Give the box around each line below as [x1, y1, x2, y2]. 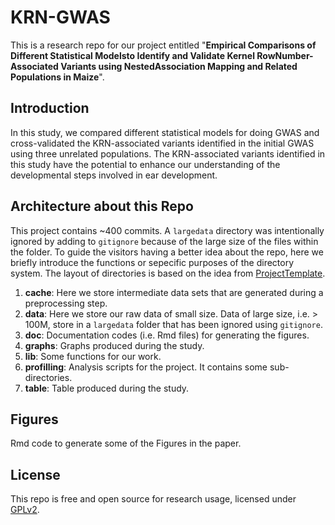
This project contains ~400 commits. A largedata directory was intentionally [10, 224, 325, 236]
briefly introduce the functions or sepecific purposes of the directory [10, 256, 295, 268]
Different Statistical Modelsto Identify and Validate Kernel [10, 49, 255, 61]
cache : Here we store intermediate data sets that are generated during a [24, 286, 324, 298]
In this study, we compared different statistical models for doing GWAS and [10, 126, 320, 138]
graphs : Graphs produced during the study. [24, 339, 205, 351]
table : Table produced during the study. [24, 382, 190, 394]
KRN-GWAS [10, 6, 111, 29]
